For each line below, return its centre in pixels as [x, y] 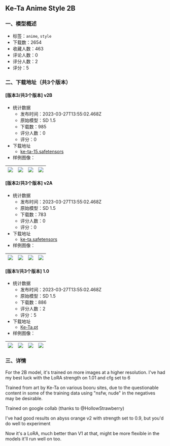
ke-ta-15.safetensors [42, 151]
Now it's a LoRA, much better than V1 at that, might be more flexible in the [82, 433]
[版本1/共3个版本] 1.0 [27, 271]
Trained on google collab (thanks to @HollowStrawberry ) [65, 408]
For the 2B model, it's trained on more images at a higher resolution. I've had [85, 372]
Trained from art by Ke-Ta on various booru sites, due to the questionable [82, 387]
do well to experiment [28, 423]
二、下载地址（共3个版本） [38, 82]
